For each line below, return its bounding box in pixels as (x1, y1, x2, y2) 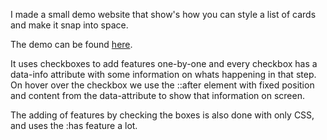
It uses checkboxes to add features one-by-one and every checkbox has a (10, 58, 318, 69)
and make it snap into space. (10, 19, 129, 31)
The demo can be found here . (10, 39, 133, 50)
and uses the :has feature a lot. (10, 120, 138, 131)
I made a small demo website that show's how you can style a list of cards (10, 9, 317, 20)
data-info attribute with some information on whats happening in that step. (10, 69, 317, 80)
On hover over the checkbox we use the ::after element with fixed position (10, 79, 315, 91)
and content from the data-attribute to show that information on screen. (10, 90, 305, 101)
